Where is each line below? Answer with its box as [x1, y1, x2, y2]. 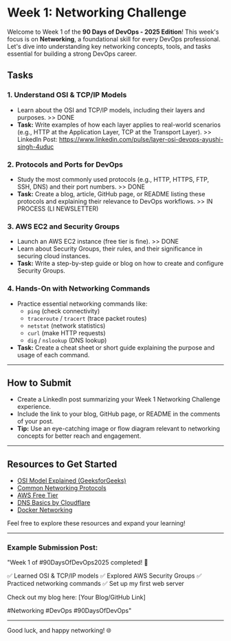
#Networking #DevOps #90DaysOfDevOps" [7, 607, 132, 615]
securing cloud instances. [16, 252, 91, 260]
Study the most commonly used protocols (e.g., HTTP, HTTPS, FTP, [16, 175, 210, 183]
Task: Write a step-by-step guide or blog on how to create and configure [16, 260, 224, 268]
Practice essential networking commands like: [16, 300, 148, 308]
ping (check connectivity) [27, 306, 100, 315]
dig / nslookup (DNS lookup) [27, 336, 107, 344]
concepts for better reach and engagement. [16, 432, 142, 440]
